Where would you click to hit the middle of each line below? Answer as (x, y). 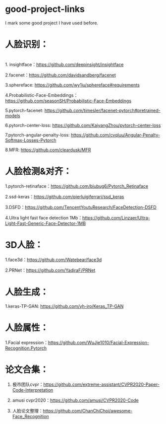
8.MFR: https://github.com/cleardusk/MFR (48, 149)
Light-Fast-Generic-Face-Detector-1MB (45, 223)
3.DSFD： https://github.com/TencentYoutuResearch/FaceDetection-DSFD (81, 207)
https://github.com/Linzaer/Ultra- (116, 217)
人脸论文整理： (28, 411)
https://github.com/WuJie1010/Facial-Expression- (99, 342)
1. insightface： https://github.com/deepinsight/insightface (64, 64)
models (13, 116)
